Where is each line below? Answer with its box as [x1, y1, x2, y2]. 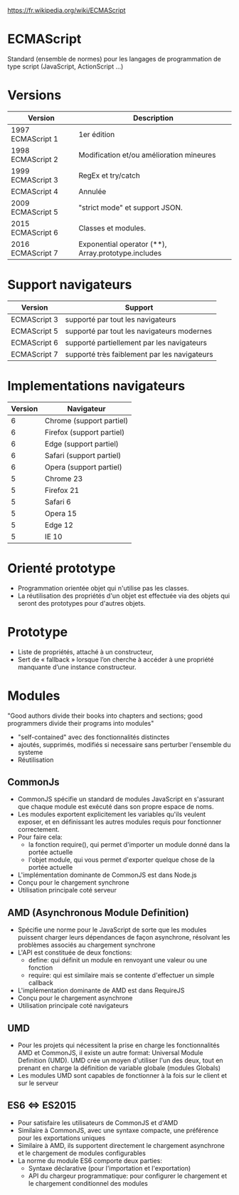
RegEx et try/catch [78, 171, 140, 180]
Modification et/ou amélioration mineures [78, 150, 216, 160]
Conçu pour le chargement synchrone [17, 878, 129, 887]
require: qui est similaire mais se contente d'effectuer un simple [28, 971, 215, 980]
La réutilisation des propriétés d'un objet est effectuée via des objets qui [17, 591, 230, 600]
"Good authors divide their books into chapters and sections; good [7, 711, 203, 720]
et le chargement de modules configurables [17, 1149, 146, 1157]
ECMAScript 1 [11, 133, 58, 143]
